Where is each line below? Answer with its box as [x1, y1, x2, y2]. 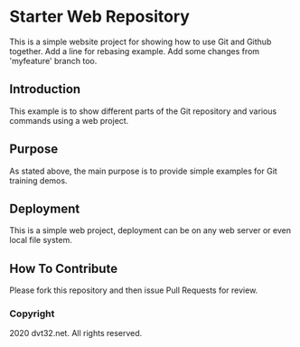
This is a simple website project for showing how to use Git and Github [9, 36, 272, 47]
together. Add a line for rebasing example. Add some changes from [9, 45, 260, 56]
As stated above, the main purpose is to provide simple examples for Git [9, 165, 277, 176]
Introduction [9, 81, 81, 97]
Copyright [9, 307, 55, 320]
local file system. [9, 235, 72, 246]
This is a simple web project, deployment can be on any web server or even [9, 225, 292, 236]
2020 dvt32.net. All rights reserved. [9, 328, 143, 339]
